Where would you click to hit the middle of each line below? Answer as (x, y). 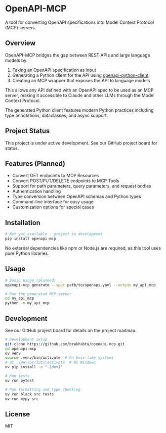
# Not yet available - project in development (54, 234)
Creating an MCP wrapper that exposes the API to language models (81, 80)
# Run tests (17, 376)
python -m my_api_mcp (27, 303)
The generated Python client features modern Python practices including (80, 110)
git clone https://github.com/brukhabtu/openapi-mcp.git (65, 344)
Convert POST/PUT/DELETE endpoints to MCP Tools (66, 181)
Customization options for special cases (53, 207)
